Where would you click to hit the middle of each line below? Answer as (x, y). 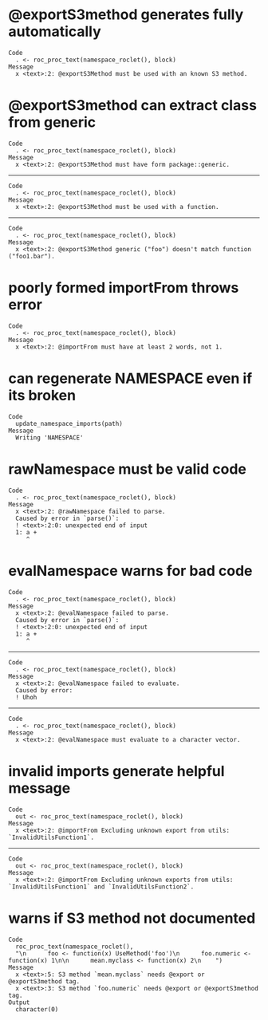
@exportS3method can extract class (133, 106)
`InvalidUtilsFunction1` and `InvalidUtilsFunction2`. (101, 887)
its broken (42, 396)
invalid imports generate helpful (116, 771)
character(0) (37, 1009)
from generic (52, 122)
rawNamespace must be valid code (128, 469)
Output (19, 1002)
